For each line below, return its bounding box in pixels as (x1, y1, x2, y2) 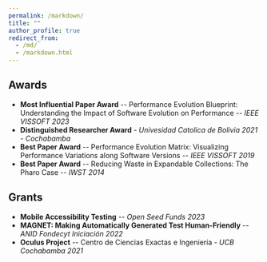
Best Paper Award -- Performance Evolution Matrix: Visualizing (19, 141, 229, 152)
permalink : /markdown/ (8, 11, 84, 20)
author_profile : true (8, 26, 81, 34)
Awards (8, 78, 48, 92)
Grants (8, 191, 43, 204)
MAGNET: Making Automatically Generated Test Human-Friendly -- (19, 220, 249, 230)
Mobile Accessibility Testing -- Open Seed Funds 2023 (19, 212, 205, 221)
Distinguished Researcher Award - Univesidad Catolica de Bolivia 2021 (19, 125, 258, 134)
